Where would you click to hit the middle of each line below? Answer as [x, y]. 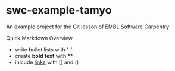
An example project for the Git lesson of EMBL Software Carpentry [88, 27]
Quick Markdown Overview [40, 38]
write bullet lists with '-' [43, 49]
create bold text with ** [44, 56]
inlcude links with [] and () [47, 62]
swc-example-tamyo [59, 10]
